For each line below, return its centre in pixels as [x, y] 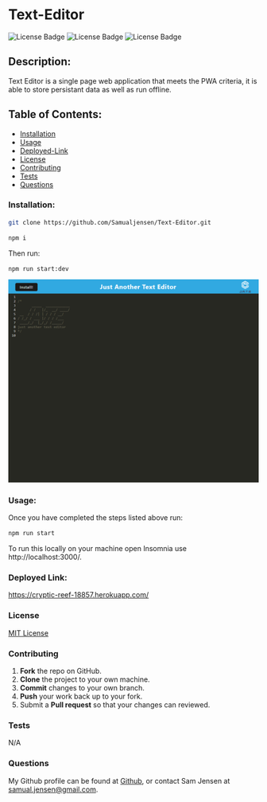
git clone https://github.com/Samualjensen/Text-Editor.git [110, 222]
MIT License [29, 633]
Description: [40, 62]
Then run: [24, 253]
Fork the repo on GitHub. [60, 671]
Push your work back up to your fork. [81, 696]
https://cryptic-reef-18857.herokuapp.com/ [79, 595]
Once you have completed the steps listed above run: [96, 518]
